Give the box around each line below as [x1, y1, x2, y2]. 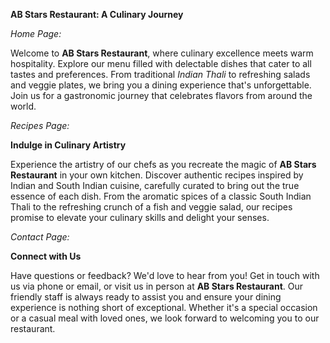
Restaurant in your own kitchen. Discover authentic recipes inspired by [10, 169, 304, 181]
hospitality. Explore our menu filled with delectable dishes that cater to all [10, 58, 312, 69]
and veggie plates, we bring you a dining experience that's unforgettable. [10, 79, 312, 91]
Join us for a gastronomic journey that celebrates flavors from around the [10, 90, 313, 101]
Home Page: [10, 28, 62, 39]
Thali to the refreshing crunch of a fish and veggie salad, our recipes [10, 201, 293, 213]
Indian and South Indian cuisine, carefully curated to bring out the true [10, 180, 300, 191]
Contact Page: [10, 231, 70, 243]
